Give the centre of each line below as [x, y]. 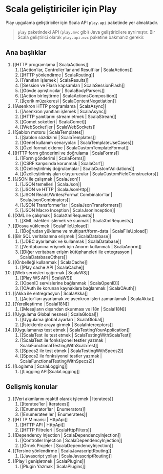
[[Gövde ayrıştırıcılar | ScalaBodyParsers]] [62, 90]
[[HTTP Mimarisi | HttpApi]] [40, 419]
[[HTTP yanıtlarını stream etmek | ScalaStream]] [68, 117]
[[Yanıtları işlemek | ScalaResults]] [54, 80]
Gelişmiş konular [32, 387]
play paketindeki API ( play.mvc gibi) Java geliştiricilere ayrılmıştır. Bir [86, 32]
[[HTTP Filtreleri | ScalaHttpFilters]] [56, 430]
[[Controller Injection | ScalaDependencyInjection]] [71, 440]
